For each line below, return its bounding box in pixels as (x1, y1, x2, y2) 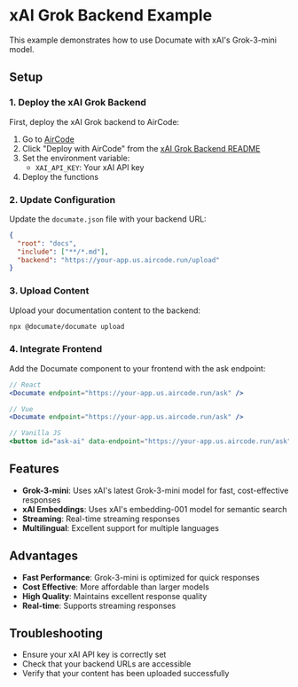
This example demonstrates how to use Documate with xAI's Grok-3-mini (9, 35, 278, 45)
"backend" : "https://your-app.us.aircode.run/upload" (17, 255, 220, 264)
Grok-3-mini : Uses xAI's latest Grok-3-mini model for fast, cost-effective (21, 485, 289, 496)
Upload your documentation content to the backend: (9, 305, 201, 316)
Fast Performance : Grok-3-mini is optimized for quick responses (21, 572, 260, 582)
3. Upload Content (9, 285, 90, 297)
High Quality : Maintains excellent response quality (21, 590, 208, 601)
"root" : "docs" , (17, 238, 77, 248)
